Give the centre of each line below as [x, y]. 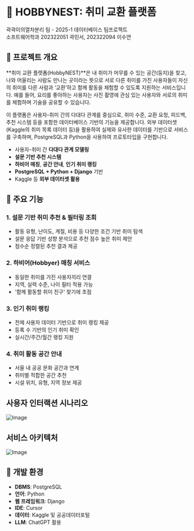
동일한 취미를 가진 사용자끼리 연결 [53, 277]
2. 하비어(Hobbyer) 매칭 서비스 [48, 263]
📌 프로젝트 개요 [32, 58]
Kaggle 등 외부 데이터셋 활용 [47, 179]
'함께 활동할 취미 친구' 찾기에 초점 [53, 291]
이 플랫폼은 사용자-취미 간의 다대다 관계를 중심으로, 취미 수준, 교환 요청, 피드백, [96, 114]
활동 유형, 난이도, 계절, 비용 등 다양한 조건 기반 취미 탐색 [78, 231]
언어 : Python [30, 494]
